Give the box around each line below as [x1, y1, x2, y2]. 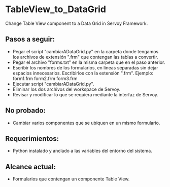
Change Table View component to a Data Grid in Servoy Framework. [5, 20, 148, 26]
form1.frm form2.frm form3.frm [12, 75, 78, 82]
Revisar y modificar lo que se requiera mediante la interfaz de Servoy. [12, 91, 159, 97]
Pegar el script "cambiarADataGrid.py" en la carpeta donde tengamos [12, 48, 159, 54]
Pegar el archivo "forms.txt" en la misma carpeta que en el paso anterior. [12, 59, 165, 65]
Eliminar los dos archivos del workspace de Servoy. [12, 86, 121, 92]
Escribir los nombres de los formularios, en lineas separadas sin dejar [12, 64, 158, 70]
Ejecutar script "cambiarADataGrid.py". [12, 81, 94, 87]
